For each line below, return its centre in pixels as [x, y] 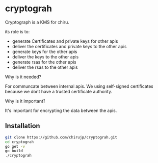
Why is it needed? [23, 77]
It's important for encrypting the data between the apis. [61, 110]
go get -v [15, 146]
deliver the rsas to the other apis [45, 67]
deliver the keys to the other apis [45, 56]
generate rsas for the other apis [44, 62]
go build [14, 151]
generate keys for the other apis [45, 52]
